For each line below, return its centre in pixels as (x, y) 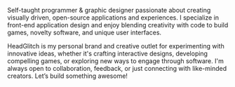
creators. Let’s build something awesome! (68, 76)
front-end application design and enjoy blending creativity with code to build (118, 25)
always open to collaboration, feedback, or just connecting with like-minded (117, 68)
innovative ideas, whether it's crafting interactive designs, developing (108, 53)
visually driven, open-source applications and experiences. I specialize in (113, 18)
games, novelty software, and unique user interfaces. (85, 32)
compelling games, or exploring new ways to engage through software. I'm (116, 61)
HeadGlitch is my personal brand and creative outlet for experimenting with (116, 46)
